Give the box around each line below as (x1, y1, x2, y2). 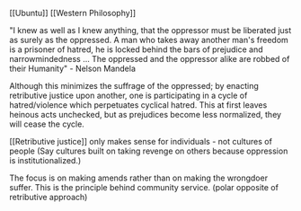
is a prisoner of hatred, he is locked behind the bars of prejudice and (9, 44, 263, 55)
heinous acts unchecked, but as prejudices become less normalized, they (9, 110, 281, 119)
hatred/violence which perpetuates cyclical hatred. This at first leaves (9, 100, 268, 110)
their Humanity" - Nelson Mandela (9, 63, 137, 74)
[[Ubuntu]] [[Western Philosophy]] (9, 8, 137, 18)
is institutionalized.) (9, 155, 82, 165)
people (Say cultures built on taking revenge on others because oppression (9, 145, 288, 156)
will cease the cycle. (9, 119, 85, 129)
